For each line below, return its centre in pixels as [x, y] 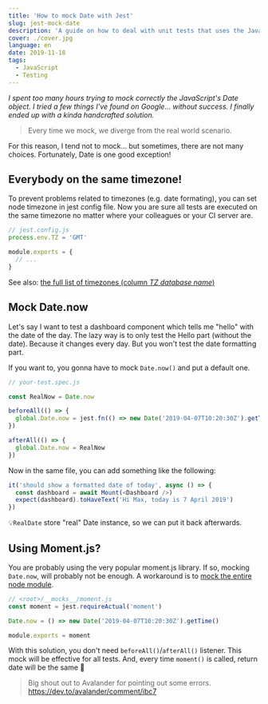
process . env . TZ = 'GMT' [48, 238]
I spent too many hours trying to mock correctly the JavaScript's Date [124, 97]
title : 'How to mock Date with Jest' [71, 16]
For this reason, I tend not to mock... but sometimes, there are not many [126, 145]
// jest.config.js [39, 230]
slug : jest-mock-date [44, 23]
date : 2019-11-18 [37, 53]
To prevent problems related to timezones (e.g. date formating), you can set [133, 199]
